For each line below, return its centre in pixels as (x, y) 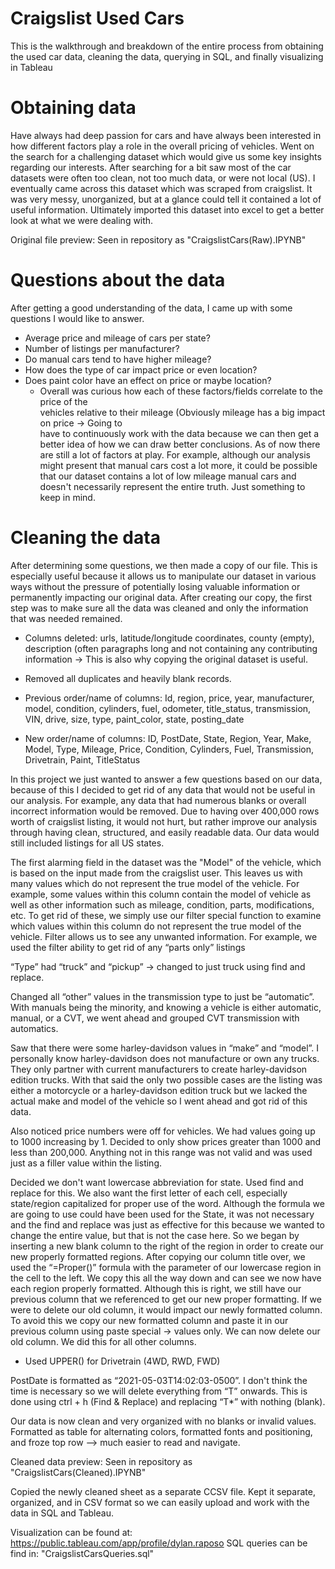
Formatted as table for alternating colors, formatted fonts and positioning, (161, 1431)
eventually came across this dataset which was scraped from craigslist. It (161, 188)
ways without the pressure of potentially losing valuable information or (155, 586)
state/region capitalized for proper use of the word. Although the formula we (167, 1203)
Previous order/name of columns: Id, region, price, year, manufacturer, (169, 698)
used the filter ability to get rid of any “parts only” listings (128, 947)
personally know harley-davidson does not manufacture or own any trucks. (165, 1058)
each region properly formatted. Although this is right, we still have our (156, 1288)
